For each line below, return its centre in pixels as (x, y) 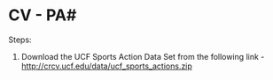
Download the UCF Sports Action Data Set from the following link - (143, 56)
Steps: (20, 40)
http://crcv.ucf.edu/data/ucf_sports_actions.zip (106, 66)
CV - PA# (43, 15)
